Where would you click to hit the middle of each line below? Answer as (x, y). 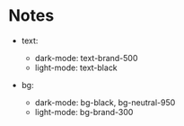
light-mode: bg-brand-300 (84, 112)
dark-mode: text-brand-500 (86, 58)
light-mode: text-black (76, 67)
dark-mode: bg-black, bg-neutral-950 (105, 102)
